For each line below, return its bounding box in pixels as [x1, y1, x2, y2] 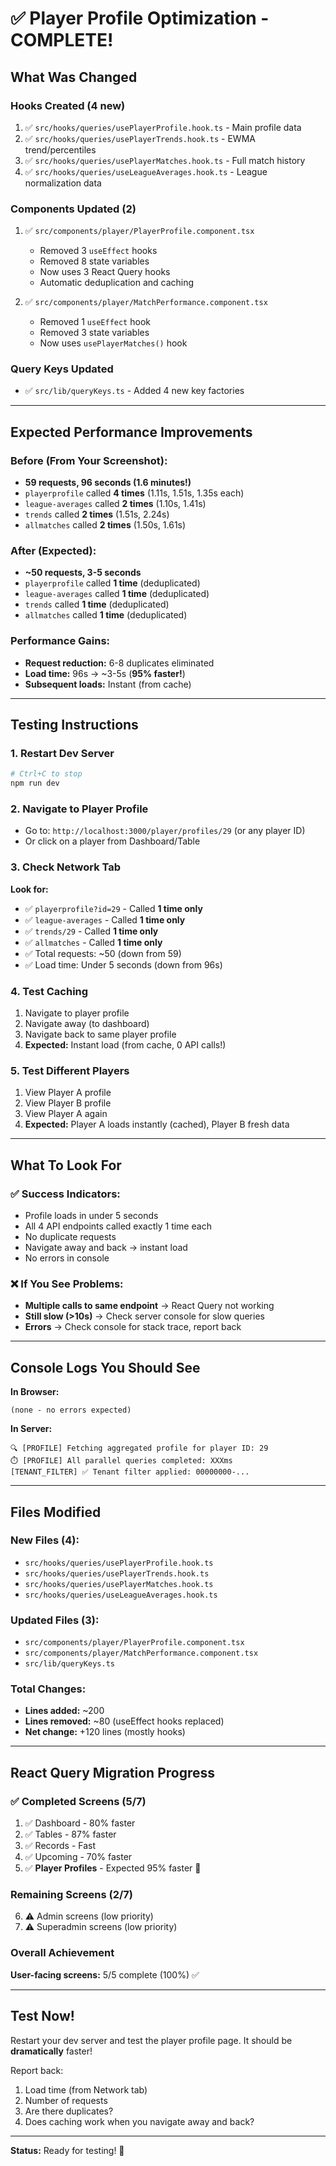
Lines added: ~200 [24, 1705, 105, 1717]
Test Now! [10, 2008, 75, 2025]
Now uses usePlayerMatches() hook [39, 337, 188, 349]
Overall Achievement [10, 1946, 115, 1960]
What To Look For [10, 1157, 122, 1174]
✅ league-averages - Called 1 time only [24, 913, 186, 926]
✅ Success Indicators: [10, 1187, 121, 1201]
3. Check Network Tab [10, 860, 122, 874]
